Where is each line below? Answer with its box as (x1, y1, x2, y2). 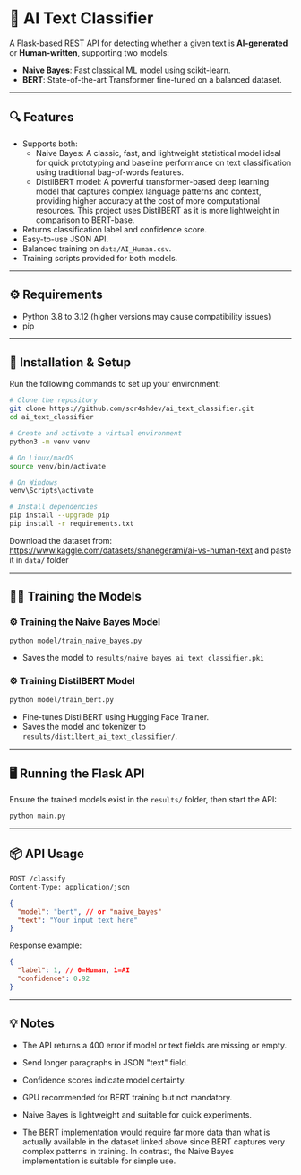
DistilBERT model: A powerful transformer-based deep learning (35, 176, 270, 187)
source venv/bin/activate (9, 461, 106, 470)
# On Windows (9, 478, 58, 487)
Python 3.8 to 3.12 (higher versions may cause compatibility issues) (21, 311, 271, 321)
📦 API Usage (9, 846, 85, 861)
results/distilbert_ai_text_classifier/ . (21, 731, 177, 741)
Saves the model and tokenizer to (21, 721, 146, 732)
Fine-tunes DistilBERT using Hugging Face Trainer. (21, 711, 210, 722)
